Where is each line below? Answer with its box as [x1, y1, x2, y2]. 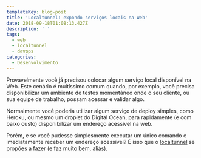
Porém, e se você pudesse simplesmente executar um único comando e [6, 131, 187, 139]
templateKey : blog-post [6, 8, 67, 15]
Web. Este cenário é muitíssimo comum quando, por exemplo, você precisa [6, 82, 195, 90]
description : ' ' [6, 25, 50, 32]
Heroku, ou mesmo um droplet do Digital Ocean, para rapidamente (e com [6, 113, 192, 121]
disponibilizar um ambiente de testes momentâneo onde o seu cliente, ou [6, 89, 190, 96]
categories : [6, 54, 36, 60]
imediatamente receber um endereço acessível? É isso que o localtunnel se [6, 138, 196, 145]
